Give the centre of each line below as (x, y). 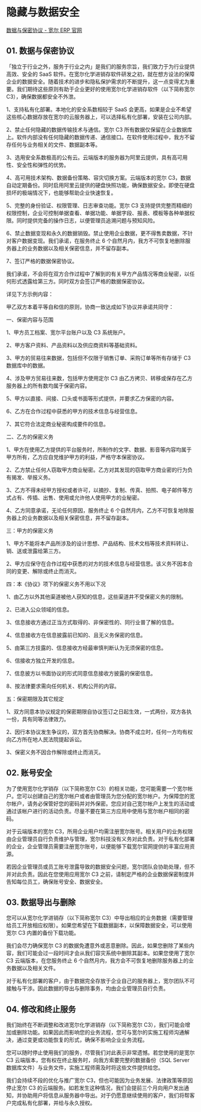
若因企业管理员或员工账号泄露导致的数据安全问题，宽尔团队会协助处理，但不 (100, 866)
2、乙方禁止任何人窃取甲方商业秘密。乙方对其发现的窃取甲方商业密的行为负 (100, 470)
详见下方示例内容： (30, 294)
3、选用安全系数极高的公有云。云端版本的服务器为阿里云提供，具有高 (92, 157)
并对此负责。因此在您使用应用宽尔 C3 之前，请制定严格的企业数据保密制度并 (100, 874)
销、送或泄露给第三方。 (35, 551)
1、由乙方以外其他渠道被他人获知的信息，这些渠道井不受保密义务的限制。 (96, 597)
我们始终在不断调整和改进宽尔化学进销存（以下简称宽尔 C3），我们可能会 (96, 1025)
